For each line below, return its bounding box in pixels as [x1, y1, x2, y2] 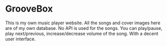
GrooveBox [5, 3, 53, 15]
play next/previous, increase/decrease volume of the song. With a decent [5, 30, 158, 36]
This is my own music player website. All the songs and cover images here [5, 20, 160, 26]
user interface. [5, 36, 36, 42]
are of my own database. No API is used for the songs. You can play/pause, [5, 25, 163, 31]
